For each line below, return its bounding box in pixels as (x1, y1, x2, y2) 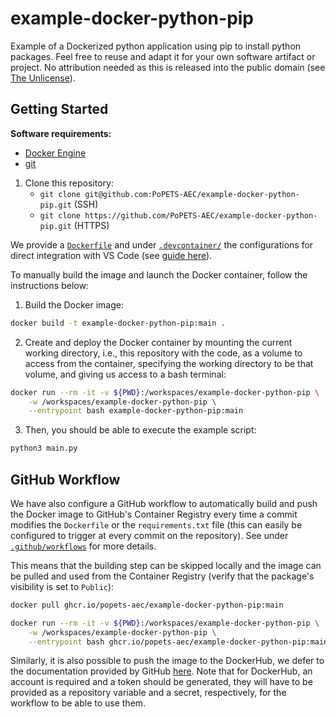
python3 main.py (10, 443, 78, 454)
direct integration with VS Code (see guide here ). (10, 249, 213, 261)
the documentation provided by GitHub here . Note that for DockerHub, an (10, 665, 313, 677)
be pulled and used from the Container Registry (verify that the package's (10, 570, 315, 582)
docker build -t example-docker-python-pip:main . (10, 318, 226, 328)
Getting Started (10, 101, 109, 118)
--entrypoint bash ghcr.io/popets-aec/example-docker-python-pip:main (28, 637, 329, 647)
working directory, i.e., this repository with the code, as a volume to (24, 347, 303, 359)
